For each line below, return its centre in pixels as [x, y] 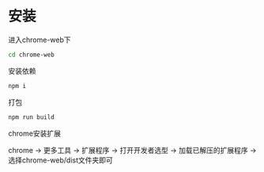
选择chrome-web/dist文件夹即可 [60, 160]
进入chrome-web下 [40, 40]
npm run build [32, 117]
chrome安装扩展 [35, 133]
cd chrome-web [32, 55]
